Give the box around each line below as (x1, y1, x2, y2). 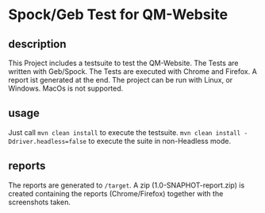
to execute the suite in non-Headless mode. (88, 136, 232, 145)
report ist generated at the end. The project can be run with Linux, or (8, 76, 233, 84)
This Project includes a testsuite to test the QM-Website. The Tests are (8, 58, 239, 68)
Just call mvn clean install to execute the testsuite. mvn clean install (8, 127, 241, 137)
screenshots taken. (8, 197, 71, 207)
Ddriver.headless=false (8, 137, 87, 145)
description (8, 37, 67, 51)
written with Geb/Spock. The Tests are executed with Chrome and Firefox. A (8, 67, 258, 76)
